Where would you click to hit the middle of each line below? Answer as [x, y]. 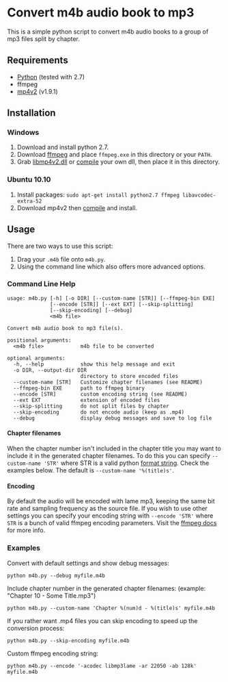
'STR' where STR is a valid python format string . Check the [126, 463]
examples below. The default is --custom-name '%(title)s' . [90, 470]
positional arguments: [39, 340]
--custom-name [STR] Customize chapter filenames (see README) [108, 382]
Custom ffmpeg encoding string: [53, 653]
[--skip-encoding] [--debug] [91, 310]
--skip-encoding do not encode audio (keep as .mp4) [99, 412]
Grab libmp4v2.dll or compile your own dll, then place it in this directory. [118, 162]
